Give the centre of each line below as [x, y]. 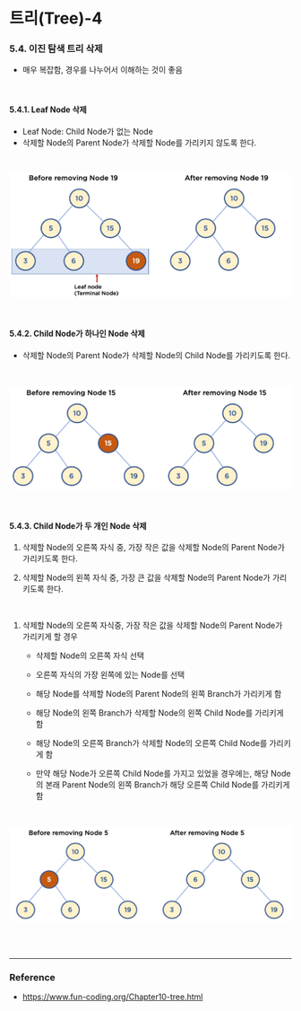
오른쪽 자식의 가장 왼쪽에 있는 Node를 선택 [110, 675]
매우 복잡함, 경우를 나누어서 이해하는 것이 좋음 [103, 70]
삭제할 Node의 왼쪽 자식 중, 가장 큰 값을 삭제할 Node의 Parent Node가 [146, 578]
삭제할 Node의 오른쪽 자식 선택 [90, 655]
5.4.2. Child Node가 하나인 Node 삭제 [77, 334]
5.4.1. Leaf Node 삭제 [48, 110]
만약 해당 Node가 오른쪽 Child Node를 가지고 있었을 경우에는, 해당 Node [163, 774]
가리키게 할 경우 [50, 637]
